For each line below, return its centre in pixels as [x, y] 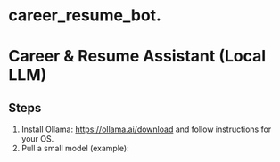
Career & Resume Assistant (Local [137, 57]
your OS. [37, 139]
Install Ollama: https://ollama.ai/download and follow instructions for [146, 129]
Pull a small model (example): [75, 149]
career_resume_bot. [85, 16]
